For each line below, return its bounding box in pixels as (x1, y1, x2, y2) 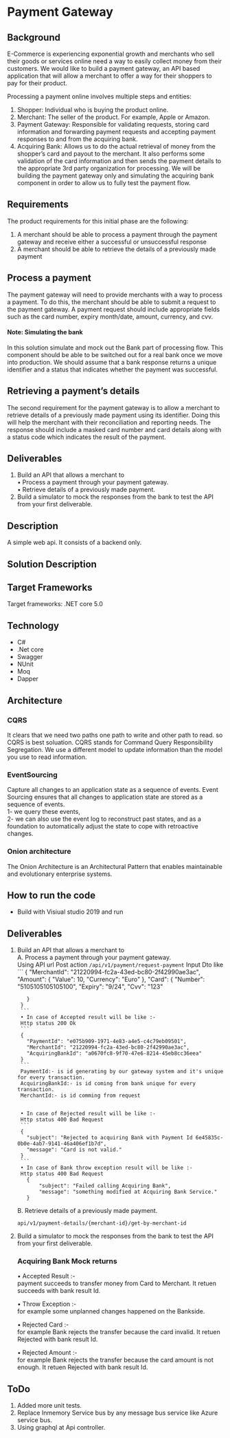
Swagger (16, 653, 43, 661)
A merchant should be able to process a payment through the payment (16, 230, 218, 238)
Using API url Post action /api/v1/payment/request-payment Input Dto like (16, 961, 224, 969)
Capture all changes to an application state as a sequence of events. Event (7, 786, 218, 794)
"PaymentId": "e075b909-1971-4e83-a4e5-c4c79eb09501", (26, 1038, 187, 1045)
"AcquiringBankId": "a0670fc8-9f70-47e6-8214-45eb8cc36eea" (26, 1050, 203, 1057)
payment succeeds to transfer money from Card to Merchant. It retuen (16, 1279, 217, 1287)
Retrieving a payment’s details (7, 385, 140, 397)
